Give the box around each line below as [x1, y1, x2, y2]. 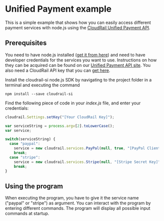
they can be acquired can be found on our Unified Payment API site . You [5, 62, 151, 68]
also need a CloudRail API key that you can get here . [5, 67, 111, 73]
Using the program [5, 182, 63, 190]
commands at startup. [5, 211, 50, 217]
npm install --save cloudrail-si [5, 91, 73, 96]
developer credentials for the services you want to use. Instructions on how [5, 57, 157, 63]
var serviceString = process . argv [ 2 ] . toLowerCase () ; [5, 123, 115, 128]
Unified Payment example [5, 3, 112, 15]
